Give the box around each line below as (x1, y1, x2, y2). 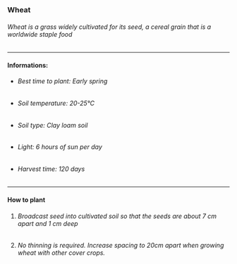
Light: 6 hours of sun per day (17, 143, 102, 151)
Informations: (7, 61, 48, 69)
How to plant (7, 196, 46, 204)
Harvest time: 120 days (17, 164, 85, 173)
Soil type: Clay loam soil (17, 121, 88, 129)
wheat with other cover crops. (17, 248, 106, 257)
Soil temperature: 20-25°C (17, 99, 95, 107)
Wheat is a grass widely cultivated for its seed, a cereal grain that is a (7, 23, 212, 31)
